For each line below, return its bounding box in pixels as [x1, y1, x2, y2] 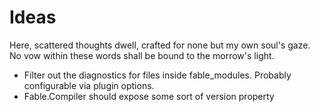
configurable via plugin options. [23, 79, 155, 91]
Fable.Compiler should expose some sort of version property [23, 90, 275, 102]
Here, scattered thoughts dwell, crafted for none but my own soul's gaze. [9, 39, 311, 51]
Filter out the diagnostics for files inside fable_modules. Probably [23, 69, 292, 81]
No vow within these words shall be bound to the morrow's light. [9, 49, 275, 61]
